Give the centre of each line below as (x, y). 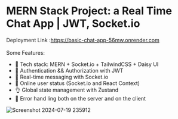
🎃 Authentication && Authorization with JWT (69, 70)
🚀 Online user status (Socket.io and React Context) (77, 83)
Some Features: (26, 52)
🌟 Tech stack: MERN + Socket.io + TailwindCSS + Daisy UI (87, 64)
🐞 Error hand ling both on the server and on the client (80, 98)
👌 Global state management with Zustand (66, 90)
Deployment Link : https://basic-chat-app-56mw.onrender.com (83, 40)
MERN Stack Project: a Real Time (89, 11)
